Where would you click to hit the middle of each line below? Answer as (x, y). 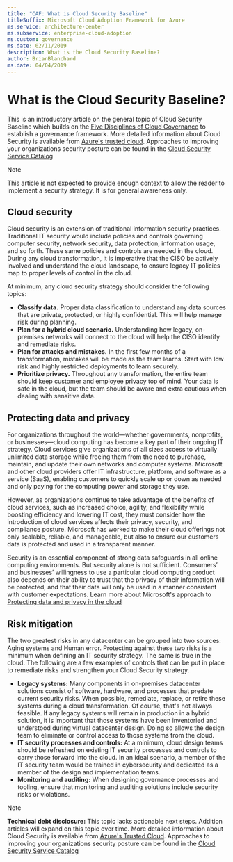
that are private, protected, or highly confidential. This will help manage (120, 315)
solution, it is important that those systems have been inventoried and (117, 721)
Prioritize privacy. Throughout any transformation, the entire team (113, 374)
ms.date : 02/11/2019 (37, 46)
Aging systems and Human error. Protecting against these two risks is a (110, 648)
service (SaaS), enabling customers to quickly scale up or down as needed (114, 479)
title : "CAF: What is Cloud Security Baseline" (78, 14)
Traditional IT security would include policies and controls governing (105, 236)
